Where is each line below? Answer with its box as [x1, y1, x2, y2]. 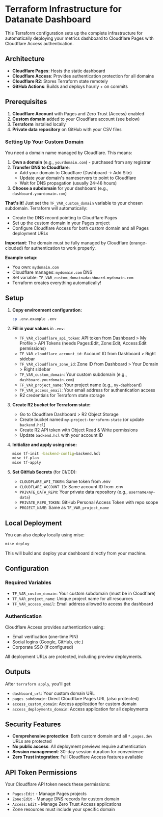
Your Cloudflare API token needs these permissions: [5, 781, 110, 787]
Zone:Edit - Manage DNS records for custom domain [12, 796, 119, 802]
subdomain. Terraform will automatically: [5, 205, 87, 211]
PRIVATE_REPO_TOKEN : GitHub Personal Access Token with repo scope [19, 500, 159, 505]
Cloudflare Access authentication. [5, 40, 74, 46]
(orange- [129, 239, 147, 246]
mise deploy [5, 541, 29, 546]
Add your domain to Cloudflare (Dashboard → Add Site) [19, 169, 132, 175]
